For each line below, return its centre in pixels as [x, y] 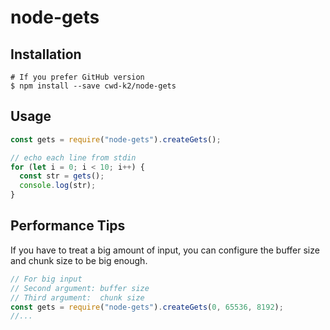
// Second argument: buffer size [80, 288]
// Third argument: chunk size [77, 297]
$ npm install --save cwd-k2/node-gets [93, 86]
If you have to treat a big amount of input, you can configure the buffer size [165, 250]
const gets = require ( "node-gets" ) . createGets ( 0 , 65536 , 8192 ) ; [147, 307]
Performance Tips [68, 226]
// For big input [46, 279]
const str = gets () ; [62, 176]
